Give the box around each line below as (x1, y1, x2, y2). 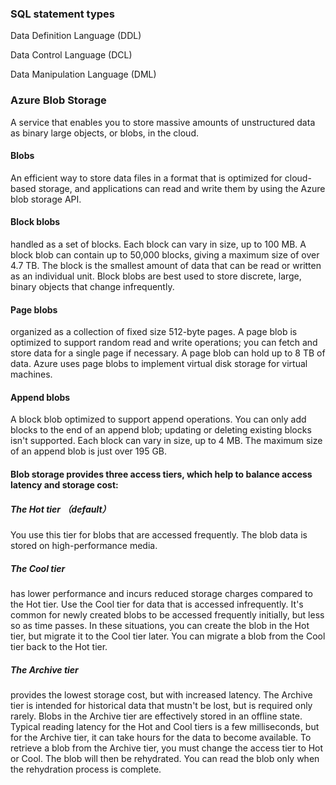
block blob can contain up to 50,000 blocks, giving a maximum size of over (10, 249, 320, 261)
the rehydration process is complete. (10, 763, 162, 775)
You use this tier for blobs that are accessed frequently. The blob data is (10, 528, 308, 541)
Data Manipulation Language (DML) (10, 68, 157, 81)
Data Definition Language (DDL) (10, 30, 142, 42)
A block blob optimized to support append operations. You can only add (10, 413, 307, 426)
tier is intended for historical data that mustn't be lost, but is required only (10, 699, 313, 711)
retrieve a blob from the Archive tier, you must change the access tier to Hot (10, 742, 324, 754)
